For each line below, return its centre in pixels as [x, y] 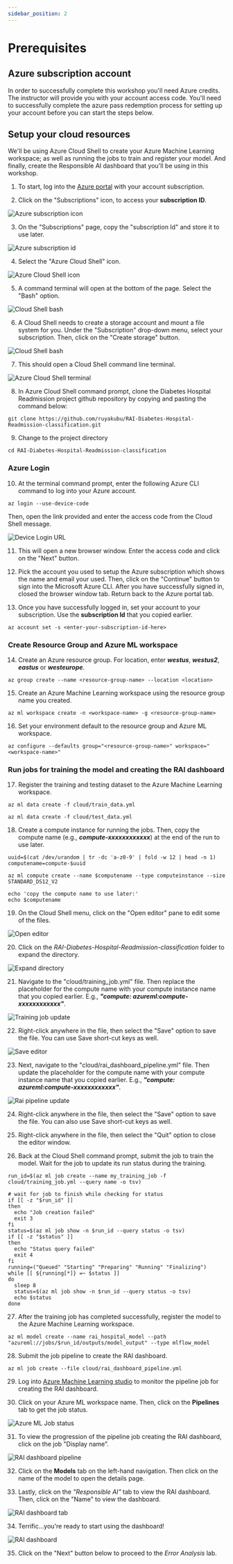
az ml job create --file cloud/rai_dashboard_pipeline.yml [95, 1369]
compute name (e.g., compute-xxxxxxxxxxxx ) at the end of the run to [119, 837]
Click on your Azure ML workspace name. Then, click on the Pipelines [119, 1403]
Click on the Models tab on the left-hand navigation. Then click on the [118, 1471]
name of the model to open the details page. [81, 1478]
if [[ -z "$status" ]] [41, 1237]
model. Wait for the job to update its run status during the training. [112, 1163]
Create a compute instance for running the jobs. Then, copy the [109, 830]
